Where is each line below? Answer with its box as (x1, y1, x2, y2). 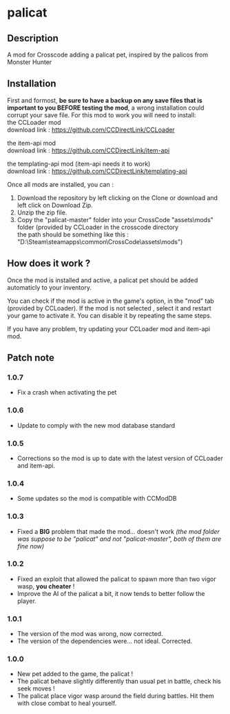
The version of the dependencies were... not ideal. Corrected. (17, 637, 193, 646)
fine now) (17, 542, 45, 550)
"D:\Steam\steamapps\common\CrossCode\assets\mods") (17, 237, 183, 246)
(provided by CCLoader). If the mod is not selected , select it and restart (7, 304, 211, 312)
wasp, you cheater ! (17, 582, 75, 591)
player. (17, 597, 36, 605)
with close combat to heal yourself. (17, 699, 117, 708)
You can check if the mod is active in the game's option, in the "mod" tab (7, 297, 215, 305)
